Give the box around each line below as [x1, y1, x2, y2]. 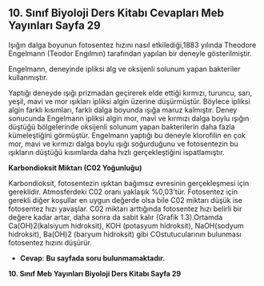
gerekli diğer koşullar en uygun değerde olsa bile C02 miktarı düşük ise [8, 195, 242, 205]
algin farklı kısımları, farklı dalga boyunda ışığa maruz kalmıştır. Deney [8, 105, 238, 114]
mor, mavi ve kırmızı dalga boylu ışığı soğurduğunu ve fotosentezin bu [8, 139, 238, 149]
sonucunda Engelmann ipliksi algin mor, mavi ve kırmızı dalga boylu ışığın [8, 113, 250, 123]
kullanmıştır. [8, 72, 48, 82]
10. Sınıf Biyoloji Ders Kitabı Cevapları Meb [8, 6, 224, 20]
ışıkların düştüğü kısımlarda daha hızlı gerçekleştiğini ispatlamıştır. [8, 147, 226, 157]
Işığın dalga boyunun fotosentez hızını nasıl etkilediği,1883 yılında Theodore [8, 40, 257, 50]
